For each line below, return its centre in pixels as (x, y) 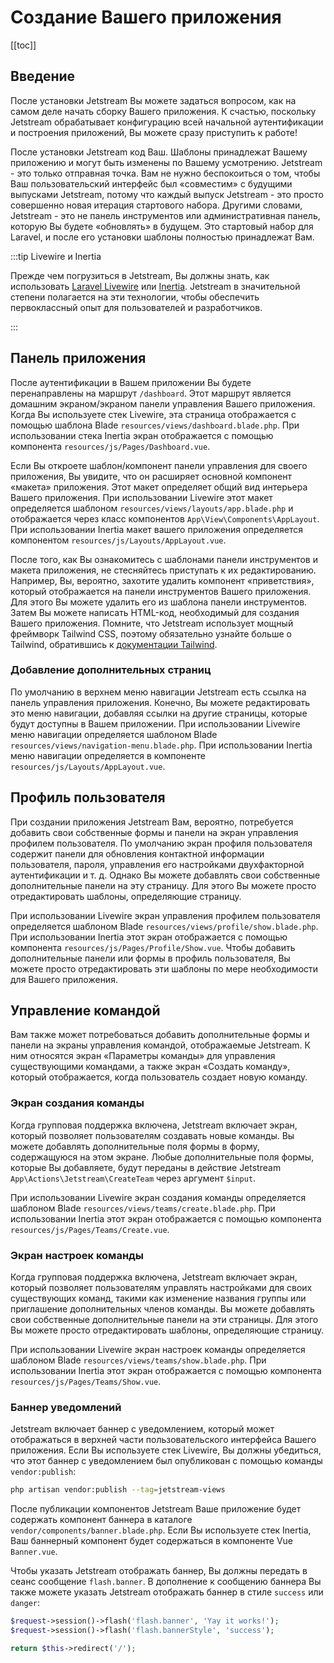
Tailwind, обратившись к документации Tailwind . (114, 644)
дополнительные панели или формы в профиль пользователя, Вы (150, 958)
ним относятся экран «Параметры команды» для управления (143, 1056)
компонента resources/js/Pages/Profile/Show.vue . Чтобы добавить (153, 947)
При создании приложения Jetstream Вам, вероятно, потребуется (152, 822)
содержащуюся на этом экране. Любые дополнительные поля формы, (162, 1157)
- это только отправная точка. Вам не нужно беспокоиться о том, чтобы (165, 173)
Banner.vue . (34, 1552)
